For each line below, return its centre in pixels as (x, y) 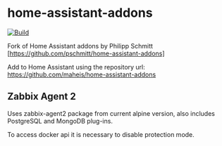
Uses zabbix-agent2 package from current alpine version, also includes (111, 113)
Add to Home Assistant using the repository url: (76, 67)
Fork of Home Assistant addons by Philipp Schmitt (80, 46)
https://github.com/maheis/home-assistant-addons (82, 74)
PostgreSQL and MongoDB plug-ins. (60, 121)
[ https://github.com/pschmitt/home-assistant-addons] (86, 53)
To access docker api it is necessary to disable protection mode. (101, 134)
